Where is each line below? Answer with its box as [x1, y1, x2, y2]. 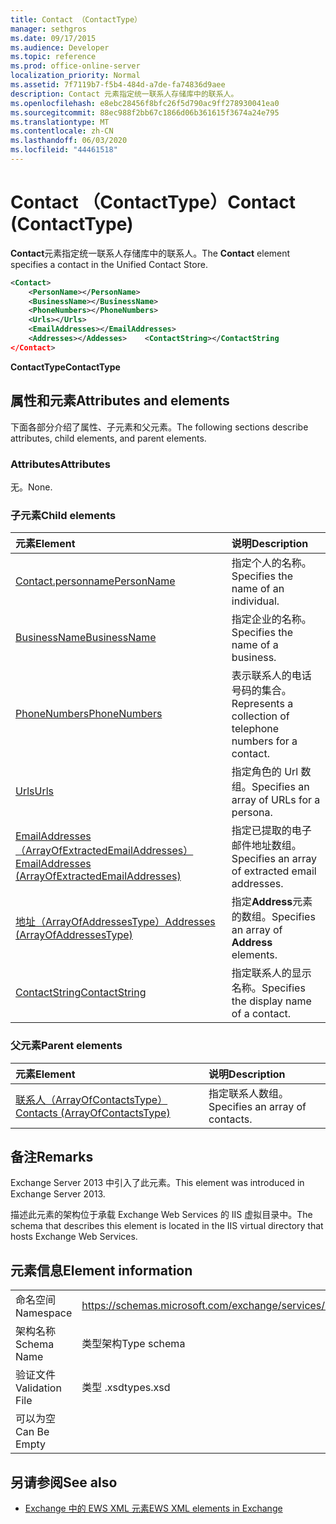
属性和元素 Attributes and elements [10, 392, 230, 410]
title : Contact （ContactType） [10, 14, 142, 25]
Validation [15, 1381, 62, 1395]
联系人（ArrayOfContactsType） [15, 1092, 168, 1106]
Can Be [15, 1425, 50, 1439]
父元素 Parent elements [10, 1039, 123, 1053]
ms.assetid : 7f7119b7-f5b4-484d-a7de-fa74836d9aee [10, 80, 226, 90]
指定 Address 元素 [231, 895, 313, 909]
